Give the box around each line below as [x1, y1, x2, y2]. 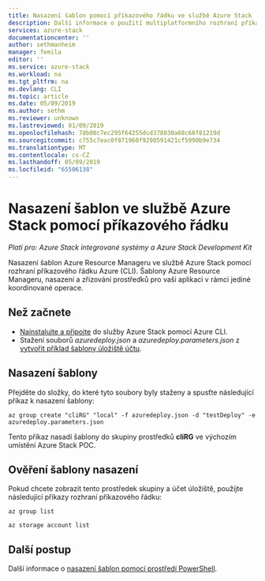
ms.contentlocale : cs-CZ [8, 151, 90, 159]
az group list [8, 508, 55, 515]
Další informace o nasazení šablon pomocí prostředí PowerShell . [8, 564, 218, 573]
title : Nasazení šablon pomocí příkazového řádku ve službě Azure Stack [8, 11, 252, 20]
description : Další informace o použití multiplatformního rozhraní [8, 19, 238, 27]
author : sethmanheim [8, 41, 77, 49]
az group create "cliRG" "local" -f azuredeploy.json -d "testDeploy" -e [8, 411, 256, 419]
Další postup [8, 542, 72, 557]
